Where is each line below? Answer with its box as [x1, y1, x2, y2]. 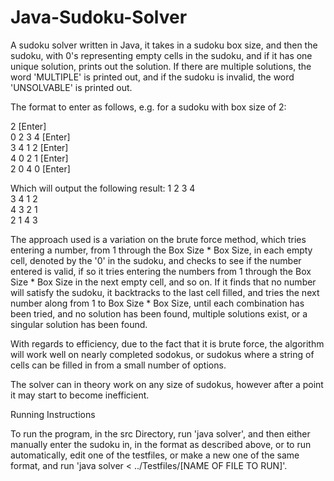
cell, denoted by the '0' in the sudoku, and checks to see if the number [10, 254, 302, 266]
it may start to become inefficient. [10, 389, 150, 401]
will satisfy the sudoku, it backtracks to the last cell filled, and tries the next [10, 286, 320, 298]
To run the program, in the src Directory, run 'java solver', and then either [10, 427, 311, 440]
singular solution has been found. [10, 318, 148, 330]
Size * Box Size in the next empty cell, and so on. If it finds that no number [10, 276, 317, 288]
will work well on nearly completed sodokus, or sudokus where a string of [10, 348, 315, 360]
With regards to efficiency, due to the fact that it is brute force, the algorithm [10, 337, 325, 350]
